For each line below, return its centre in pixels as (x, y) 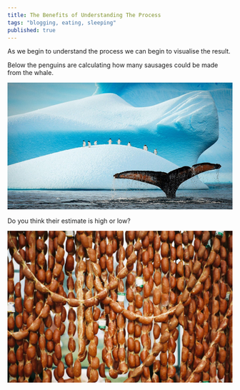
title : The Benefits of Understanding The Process (84, 15)
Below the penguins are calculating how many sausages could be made (113, 65)
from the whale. (30, 73)
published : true (31, 30)
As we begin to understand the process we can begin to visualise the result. (119, 51)
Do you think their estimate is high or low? (69, 221)
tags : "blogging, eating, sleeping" (62, 22)
